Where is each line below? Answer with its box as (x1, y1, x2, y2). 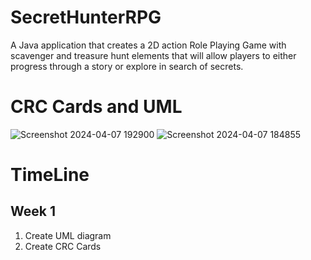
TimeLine (10, 164, 90, 186)
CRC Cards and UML (10, 96, 183, 118)
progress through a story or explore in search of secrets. (10, 60, 244, 72)
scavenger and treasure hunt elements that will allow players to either (10, 49, 297, 61)
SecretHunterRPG (10, 6, 162, 29)
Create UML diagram (24, 229, 112, 241)
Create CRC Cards (24, 240, 102, 252)
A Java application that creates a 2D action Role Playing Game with (10, 39, 287, 51)
